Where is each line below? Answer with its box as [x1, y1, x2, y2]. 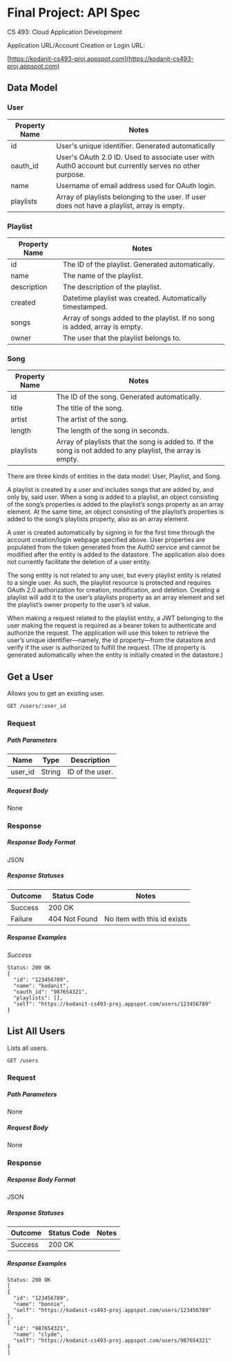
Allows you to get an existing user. [7, 689, 105, 698]
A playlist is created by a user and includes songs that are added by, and [7, 486, 214, 494]
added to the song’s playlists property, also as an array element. [7, 515, 190, 523]
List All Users [7, 1026, 66, 1037]
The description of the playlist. [63, 282, 162, 291]
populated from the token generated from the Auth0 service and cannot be [7, 543, 220, 552]
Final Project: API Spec [7, 5, 140, 21]
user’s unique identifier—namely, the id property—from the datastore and [7, 636, 216, 644]
